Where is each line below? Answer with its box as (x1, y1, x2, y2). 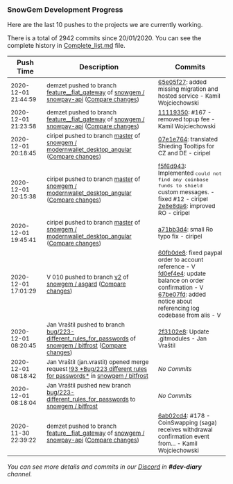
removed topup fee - (158, 116, 216, 123)
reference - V (158, 263, 196, 271)
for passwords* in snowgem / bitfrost (46, 372, 148, 380)
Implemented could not (158, 169, 222, 178)
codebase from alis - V (158, 311, 221, 320)
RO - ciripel (158, 209, 191, 217)
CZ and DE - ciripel (158, 149, 211, 157)
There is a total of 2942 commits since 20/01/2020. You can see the (7, 34, 202, 42)
